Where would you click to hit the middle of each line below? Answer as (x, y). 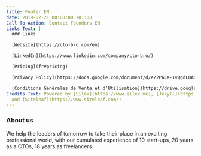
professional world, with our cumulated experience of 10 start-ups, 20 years (100, 140)
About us (20, 121)
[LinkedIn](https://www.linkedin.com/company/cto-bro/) (83, 56)
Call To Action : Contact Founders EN (53, 23)
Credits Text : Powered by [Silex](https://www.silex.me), (80, 94)
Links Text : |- (25, 28)
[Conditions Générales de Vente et (56, 88)
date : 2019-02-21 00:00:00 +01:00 (49, 17)
